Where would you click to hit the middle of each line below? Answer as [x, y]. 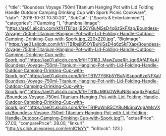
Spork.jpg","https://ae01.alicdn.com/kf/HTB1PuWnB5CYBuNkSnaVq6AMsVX [83, 107]
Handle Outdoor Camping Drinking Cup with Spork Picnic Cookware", [76, 12]
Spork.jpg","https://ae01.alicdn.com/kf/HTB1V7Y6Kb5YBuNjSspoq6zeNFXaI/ [83, 76]
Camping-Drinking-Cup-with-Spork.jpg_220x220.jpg [59, 39]
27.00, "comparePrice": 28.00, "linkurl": [45, 123]
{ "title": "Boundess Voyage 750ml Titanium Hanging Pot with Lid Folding [79, 7]
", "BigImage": [128, 39]
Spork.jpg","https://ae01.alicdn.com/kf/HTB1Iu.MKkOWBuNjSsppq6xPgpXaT [83, 92]
